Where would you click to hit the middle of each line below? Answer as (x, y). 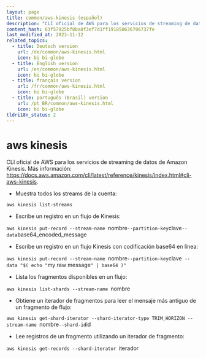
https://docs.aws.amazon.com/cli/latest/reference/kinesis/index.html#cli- (99, 175)
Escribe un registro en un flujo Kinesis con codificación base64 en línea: (106, 247)
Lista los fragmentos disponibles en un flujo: (71, 277)
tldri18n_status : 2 (31, 115)
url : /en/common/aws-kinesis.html (61, 69)
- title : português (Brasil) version (60, 98)
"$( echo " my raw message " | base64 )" (73, 265)
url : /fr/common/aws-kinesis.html (61, 87)
